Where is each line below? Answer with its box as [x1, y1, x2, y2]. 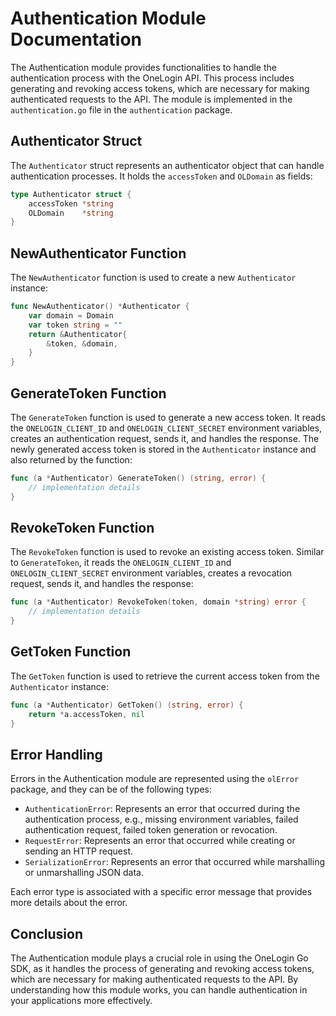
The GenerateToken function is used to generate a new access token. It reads [10, 412, 326, 423]
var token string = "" [28, 320, 123, 330]
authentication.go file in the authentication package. [10, 103, 233, 116]
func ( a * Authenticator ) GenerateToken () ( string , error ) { [10, 473, 267, 483]
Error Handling [10, 746, 103, 763]
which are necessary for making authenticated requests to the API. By [10, 973, 299, 986]
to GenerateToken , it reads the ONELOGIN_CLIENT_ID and [10, 557, 232, 569]
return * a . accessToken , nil [28, 709, 145, 719]
